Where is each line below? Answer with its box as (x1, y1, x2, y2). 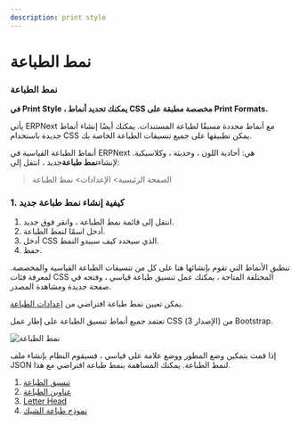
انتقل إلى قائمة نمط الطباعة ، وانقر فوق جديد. (22, 217, 174, 227)
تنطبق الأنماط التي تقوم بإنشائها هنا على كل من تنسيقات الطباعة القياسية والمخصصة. (10, 262, 290, 273)
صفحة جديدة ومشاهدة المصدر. (10, 282, 112, 292)
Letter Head (22, 396, 68, 406)
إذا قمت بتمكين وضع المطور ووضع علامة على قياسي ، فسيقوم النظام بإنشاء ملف (10, 350, 277, 361)
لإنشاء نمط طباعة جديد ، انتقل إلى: (10, 157, 120, 168)
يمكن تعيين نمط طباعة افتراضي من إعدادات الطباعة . (10, 298, 184, 309)
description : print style (10, 12, 106, 22)
